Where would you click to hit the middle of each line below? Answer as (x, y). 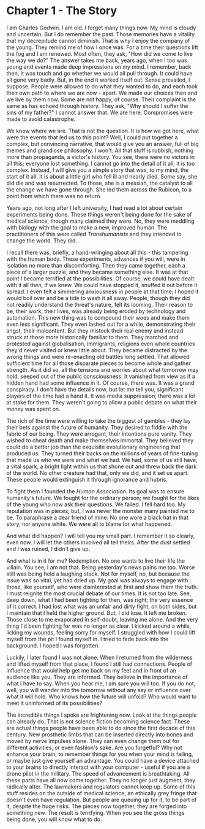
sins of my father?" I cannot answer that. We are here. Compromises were (99, 112)
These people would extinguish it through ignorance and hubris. (87, 479)
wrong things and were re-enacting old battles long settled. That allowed (98, 357)
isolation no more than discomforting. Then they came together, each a (96, 265)
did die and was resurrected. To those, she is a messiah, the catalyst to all (99, 183)
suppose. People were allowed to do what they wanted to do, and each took (102, 86)
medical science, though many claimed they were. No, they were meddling (100, 221)
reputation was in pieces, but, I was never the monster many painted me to (100, 511)
